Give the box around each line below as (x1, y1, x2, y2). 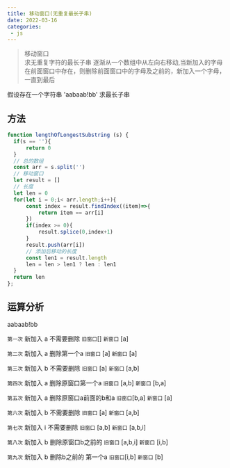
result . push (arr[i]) (25, 241, 85, 248)
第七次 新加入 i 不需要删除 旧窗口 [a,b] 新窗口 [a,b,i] (7, 423, 146, 431)
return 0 (25, 144, 51, 152)
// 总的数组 (13, 157, 44, 164)
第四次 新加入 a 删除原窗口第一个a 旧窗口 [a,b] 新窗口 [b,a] (7, 378, 167, 387)
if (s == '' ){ (13, 138, 51, 145)
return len (13, 274, 45, 281)
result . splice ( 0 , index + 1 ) (38, 229, 113, 236)
